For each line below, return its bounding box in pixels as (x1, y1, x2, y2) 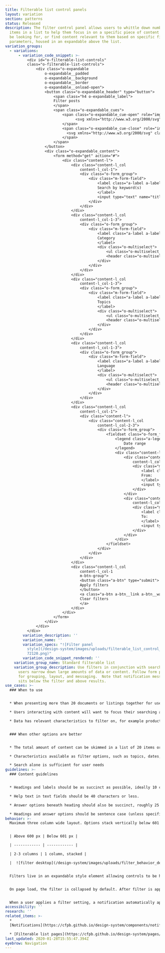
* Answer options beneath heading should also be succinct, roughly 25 (9, 803, 160, 808)
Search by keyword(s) (97, 185, 141, 190)
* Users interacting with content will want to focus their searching (9, 710, 157, 715)
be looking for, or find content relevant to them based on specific (9, 35, 155, 40)
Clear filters (80, 596, 109, 601)
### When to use (9, 688, 43, 693)
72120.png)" (27, 651, 52, 656)
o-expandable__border (44, 80, 89, 85)
